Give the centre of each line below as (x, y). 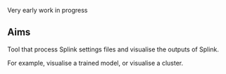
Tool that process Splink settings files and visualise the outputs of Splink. (113, 49)
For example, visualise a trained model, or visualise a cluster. (95, 63)
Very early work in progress (48, 10)
